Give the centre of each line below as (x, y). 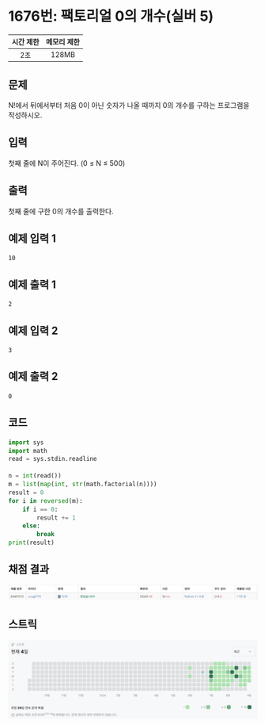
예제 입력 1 (32, 239)
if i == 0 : (40, 509)
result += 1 (57, 518)
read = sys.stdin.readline (53, 459)
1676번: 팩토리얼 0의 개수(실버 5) (111, 16)
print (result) (32, 543)
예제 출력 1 (32, 284)
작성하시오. (25, 115)
